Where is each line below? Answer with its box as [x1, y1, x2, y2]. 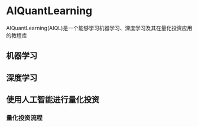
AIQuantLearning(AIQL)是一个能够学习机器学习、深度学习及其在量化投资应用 [6, 24, 193, 31]
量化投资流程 [6, 114, 43, 122]
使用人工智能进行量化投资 [6, 95, 99, 105]
